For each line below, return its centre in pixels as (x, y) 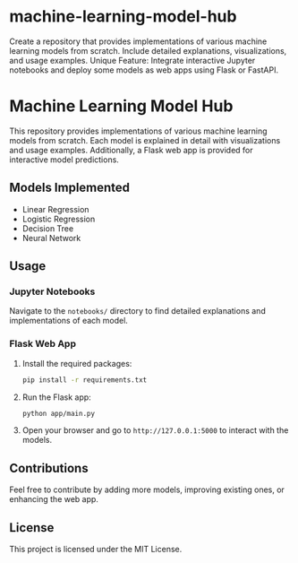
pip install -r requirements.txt (85, 380)
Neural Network (51, 238)
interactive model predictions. (64, 160)
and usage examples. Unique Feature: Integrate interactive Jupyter (132, 60)
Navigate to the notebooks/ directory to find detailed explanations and (137, 311)
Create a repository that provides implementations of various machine (138, 41)
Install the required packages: (77, 363)
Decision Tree (48, 228)
